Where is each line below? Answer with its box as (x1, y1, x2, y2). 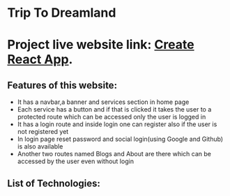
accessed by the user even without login (17, 157, 135, 165)
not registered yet (17, 128, 69, 136)
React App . (7, 52, 73, 68)
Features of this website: (7, 79, 117, 91)
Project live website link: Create (7, 37, 194, 53)
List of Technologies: (7, 177, 101, 189)
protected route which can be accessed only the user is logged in (17, 113, 206, 121)
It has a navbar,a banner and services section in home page (17, 98, 190, 106)
